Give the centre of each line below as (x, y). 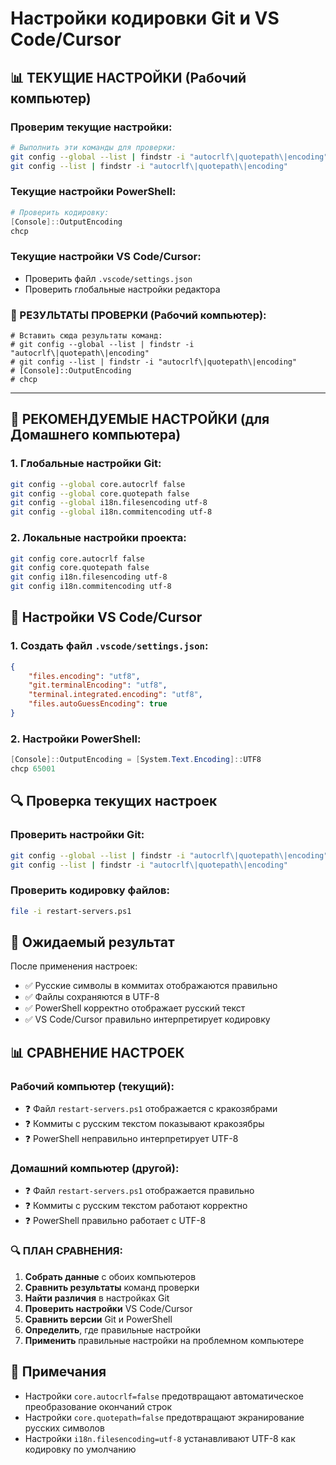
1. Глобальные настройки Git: (86, 464)
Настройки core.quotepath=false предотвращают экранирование (164, 1417)
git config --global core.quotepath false (100, 493)
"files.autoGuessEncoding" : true (98, 704)
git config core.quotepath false (80, 568)
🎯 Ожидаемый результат (92, 942)
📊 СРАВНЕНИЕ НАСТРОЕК (97, 1052)
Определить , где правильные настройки (113, 1329)
